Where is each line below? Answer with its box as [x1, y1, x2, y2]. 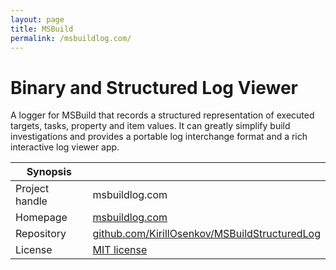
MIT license [92, 243, 148, 257]
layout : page [10, 14, 65, 25]
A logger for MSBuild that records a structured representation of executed [10, 109, 315, 121]
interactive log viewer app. [10, 141, 120, 153]
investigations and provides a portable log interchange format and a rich [10, 131, 308, 143]
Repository [15, 227, 67, 241]
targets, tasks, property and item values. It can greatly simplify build [10, 120, 291, 132]
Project [15, 182, 50, 196]
